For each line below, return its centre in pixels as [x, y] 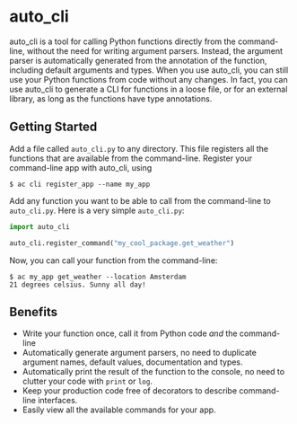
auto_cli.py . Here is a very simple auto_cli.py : [97, 210]
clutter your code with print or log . [87, 381]
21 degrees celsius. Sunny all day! [78, 285]
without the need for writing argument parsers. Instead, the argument [155, 50]
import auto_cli [39, 226]
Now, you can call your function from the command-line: [114, 260]
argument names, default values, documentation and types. [133, 362]
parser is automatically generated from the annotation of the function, [138, 60]
